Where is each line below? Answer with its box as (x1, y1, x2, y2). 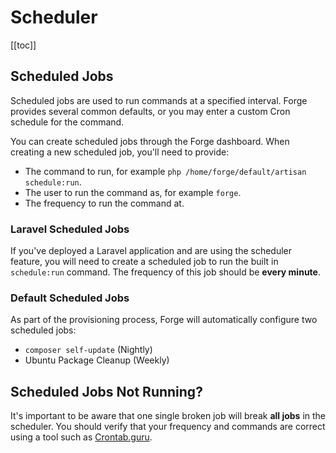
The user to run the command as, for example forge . (24, 186, 242, 198)
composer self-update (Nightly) (24, 344, 153, 356)
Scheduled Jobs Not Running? (10, 383, 203, 400)
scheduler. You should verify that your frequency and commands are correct (10, 421, 326, 433)
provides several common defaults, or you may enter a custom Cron (10, 105, 291, 117)
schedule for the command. (10, 116, 125, 128)
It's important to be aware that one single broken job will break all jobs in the (10, 410, 327, 422)
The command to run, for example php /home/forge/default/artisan (24, 165, 307, 177)
